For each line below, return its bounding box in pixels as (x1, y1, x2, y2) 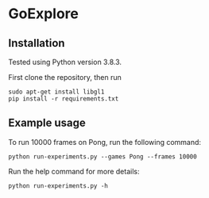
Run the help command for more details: (8, 166, 140, 176)
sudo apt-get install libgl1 (8, 88, 105, 96)
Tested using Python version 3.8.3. (8, 57, 122, 67)
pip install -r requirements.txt (8, 95, 119, 103)
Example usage (8, 116, 86, 130)
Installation (8, 36, 65, 50)
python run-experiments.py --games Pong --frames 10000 (8, 152, 197, 161)
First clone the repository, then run (8, 73, 122, 82)
